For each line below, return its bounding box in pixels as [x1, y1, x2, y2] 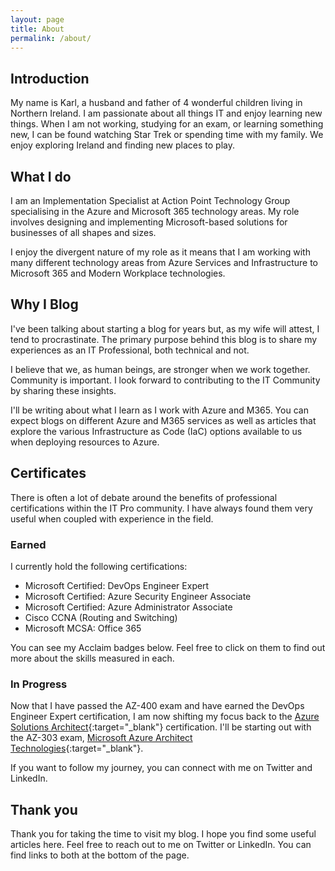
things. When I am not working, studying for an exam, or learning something [10, 118, 324, 130]
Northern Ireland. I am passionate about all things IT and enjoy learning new [10, 107, 323, 120]
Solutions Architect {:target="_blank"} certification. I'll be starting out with [10, 721, 312, 733]
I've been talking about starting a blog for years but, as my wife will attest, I [10, 322, 320, 335]
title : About [10, 24, 65, 34]
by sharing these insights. [10, 384, 117, 396]
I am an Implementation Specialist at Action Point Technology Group [10, 195, 291, 206]
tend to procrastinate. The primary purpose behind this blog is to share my [10, 333, 318, 345]
